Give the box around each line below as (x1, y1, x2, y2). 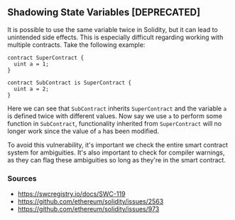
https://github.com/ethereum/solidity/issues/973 (17, 205, 160, 214)
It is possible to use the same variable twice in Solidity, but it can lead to (7, 25, 218, 33)
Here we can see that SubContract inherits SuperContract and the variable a (7, 104, 227, 112)
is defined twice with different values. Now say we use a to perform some (7, 111, 222, 120)
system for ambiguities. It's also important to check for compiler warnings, (7, 148, 225, 157)
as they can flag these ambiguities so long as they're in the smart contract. (7, 155, 226, 164)
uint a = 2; (13, 85, 50, 93)
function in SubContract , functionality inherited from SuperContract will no (7, 119, 222, 127)
